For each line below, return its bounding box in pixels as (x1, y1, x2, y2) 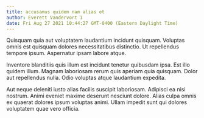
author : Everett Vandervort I (6, 15, 83, 21)
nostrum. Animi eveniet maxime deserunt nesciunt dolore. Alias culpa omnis (6, 92, 197, 100)
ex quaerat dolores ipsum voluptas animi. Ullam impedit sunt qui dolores (6, 99, 188, 106)
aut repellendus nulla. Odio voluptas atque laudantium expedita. (6, 74, 166, 82)
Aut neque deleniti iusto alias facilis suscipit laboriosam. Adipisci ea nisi (6, 86, 186, 93)
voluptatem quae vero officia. (6, 105, 80, 113)
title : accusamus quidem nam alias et (6, 8, 105, 15)
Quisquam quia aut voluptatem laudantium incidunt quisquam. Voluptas (6, 37, 185, 44)
